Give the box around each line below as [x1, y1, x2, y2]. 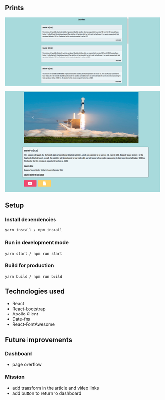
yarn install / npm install [5, 228, 63, 233]
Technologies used [5, 287, 65, 296]
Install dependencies [5, 216, 56, 223]
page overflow [12, 361, 42, 368]
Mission [5, 373, 25, 380]
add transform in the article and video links [12, 385, 99, 391]
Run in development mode [5, 239, 69, 246]
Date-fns [12, 316, 30, 322]
